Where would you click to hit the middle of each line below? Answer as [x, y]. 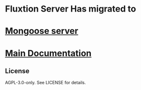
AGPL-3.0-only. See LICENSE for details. [45, 83]
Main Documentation [48, 53]
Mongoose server [42, 31]
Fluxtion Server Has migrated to [70, 9]
